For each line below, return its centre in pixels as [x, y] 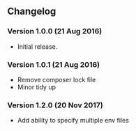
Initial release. [37, 46]
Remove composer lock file [56, 79]
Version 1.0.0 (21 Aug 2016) [55, 31]
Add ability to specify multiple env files [73, 121]
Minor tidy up [36, 87]
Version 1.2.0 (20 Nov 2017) [55, 105]
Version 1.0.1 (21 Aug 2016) [53, 64]
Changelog [32, 11]
